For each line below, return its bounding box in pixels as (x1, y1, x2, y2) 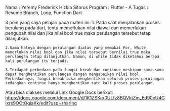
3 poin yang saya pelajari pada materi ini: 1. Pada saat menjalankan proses (5, 20, 160, 25)
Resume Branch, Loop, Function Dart (5, 10, 82, 16)
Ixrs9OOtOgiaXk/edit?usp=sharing (5, 100, 77, 106)
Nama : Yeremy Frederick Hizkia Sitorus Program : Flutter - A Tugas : (5, 5, 148, 10)
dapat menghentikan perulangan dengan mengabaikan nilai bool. (5, 72, 142, 77)
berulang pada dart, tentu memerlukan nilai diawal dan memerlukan (5, 25, 146, 31)
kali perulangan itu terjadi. (5, 59, 69, 64)
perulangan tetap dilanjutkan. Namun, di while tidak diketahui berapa (5, 54, 159, 59)
